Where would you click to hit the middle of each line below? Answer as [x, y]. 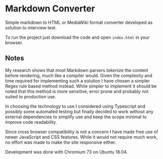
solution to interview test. [31, 27]
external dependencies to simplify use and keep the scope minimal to [76, 117]
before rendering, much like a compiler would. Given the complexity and [79, 76]
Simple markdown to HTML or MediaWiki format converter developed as [79, 22]
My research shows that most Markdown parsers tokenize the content [77, 70]
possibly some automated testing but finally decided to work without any [79, 111]
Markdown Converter [50, 9]
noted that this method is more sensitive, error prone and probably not [77, 91]
